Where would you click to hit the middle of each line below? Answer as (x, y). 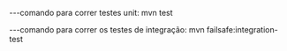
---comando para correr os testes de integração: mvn (107, 29)
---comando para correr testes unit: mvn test (91, 13)
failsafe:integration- (242, 29)
